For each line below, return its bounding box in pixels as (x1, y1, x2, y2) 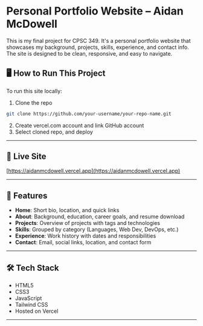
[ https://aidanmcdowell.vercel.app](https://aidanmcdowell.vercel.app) (6, 168, 181, 175)
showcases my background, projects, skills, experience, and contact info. (6, 44, 189, 51)
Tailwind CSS (14, 301, 48, 308)
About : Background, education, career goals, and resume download (14, 213, 185, 220)
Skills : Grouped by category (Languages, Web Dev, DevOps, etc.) (14, 226, 179, 233)
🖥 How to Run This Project (6, 68, 106, 79)
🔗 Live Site (6, 151, 47, 161)
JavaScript (14, 295, 42, 302)
